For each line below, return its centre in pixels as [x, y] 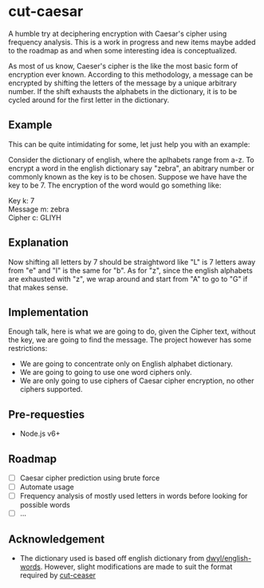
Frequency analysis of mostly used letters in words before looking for [134, 496]
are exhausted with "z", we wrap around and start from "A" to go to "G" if [128, 278]
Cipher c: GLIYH [35, 217]
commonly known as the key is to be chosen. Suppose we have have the [128, 176]
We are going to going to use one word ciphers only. [106, 373]
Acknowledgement [57, 539]
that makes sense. [38, 287]
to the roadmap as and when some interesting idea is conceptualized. [123, 50]
